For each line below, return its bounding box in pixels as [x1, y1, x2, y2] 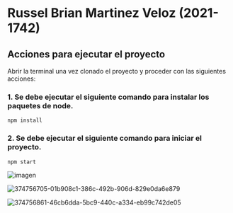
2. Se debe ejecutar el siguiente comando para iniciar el [7, 133, 202, 143]
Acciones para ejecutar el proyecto [7, 48, 165, 60]
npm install [7, 117, 42, 125]
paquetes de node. [7, 100, 74, 110]
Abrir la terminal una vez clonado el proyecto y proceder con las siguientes [7, 67, 227, 75]
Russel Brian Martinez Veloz [7, 5, 176, 21]
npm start [7, 158, 37, 166]
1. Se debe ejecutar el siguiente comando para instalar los [7, 92, 210, 102]
